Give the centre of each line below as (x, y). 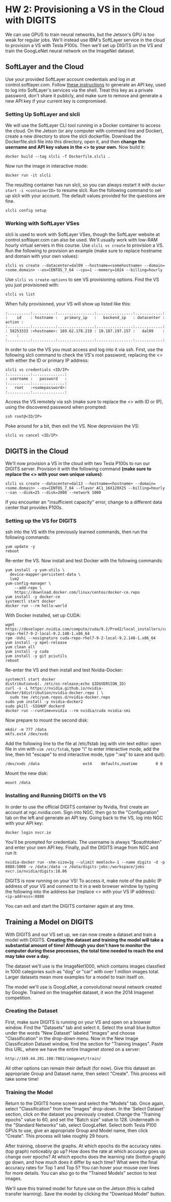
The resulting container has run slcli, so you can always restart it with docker (85, 185)
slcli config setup (26, 211)
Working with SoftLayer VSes (42, 223)
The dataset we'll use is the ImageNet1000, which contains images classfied (85, 966)
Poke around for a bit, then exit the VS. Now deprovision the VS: (72, 426)
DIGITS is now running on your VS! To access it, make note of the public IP (83, 881)
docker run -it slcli (28, 176)
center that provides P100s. (34, 508)
